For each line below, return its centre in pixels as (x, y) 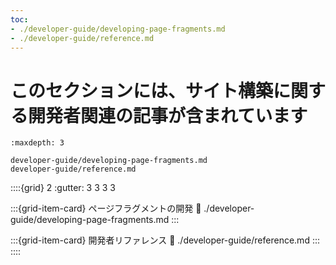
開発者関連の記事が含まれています (168, 115)
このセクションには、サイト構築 (142, 90)
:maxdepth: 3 (37, 143)
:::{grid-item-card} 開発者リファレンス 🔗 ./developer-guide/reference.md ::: (165, 240)
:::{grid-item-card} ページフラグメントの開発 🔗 (106, 208)
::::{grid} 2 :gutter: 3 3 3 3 (63, 188)
